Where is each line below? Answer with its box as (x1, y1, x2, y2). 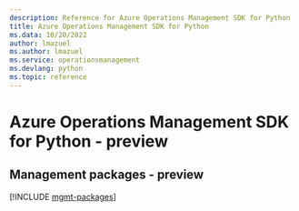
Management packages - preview (9, 167, 204, 183)
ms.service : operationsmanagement (9, 55, 141, 65)
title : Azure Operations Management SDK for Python (9, 22, 209, 31)
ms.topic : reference (9, 73, 88, 82)
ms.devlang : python (9, 65, 84, 74)
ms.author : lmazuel (9, 47, 84, 56)
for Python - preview (9, 131, 168, 151)
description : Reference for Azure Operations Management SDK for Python (9, 13, 291, 23)
